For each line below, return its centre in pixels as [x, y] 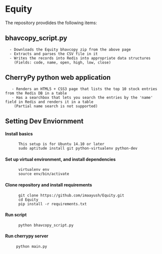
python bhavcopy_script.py [46, 225]
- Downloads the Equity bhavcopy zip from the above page [70, 49]
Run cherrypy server [27, 236]
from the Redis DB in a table [36, 93]
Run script [16, 215]
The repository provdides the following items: [51, 23]
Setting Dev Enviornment [44, 121]
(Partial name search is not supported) [56, 106]
